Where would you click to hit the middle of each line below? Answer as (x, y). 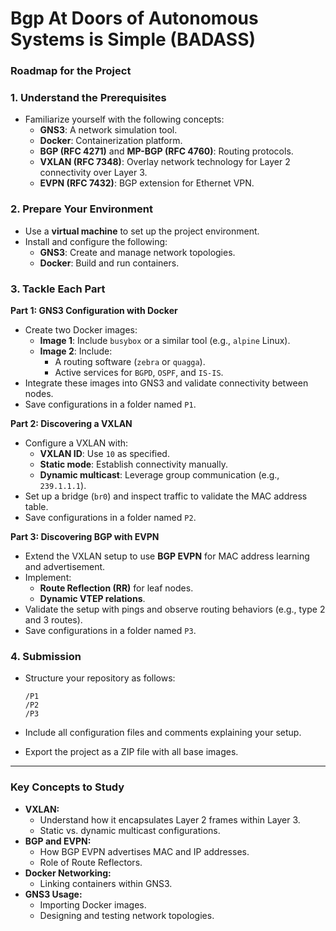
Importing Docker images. (93, 904)
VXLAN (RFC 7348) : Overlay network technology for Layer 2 (165, 162)
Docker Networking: (68, 873)
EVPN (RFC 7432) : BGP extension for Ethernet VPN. (147, 183)
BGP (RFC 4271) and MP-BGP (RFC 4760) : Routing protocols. (166, 151)
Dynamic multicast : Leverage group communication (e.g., (159, 475)
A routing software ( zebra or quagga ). (130, 361)
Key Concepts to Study (67, 787)
